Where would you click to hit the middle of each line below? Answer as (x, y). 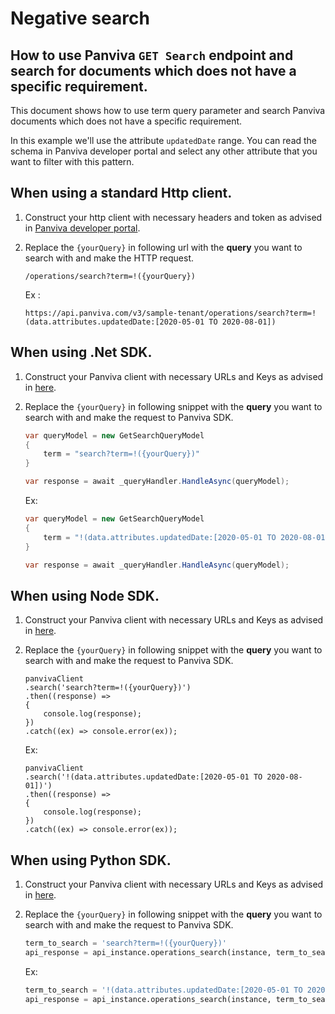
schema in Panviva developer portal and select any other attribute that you (164, 151)
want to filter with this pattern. (72, 161)
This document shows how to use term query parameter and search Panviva (168, 110)
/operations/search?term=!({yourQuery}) (110, 276)
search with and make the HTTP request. (109, 258)
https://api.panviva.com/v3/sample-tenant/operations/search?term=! (170, 313)
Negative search (80, 18)
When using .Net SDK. (81, 352)
